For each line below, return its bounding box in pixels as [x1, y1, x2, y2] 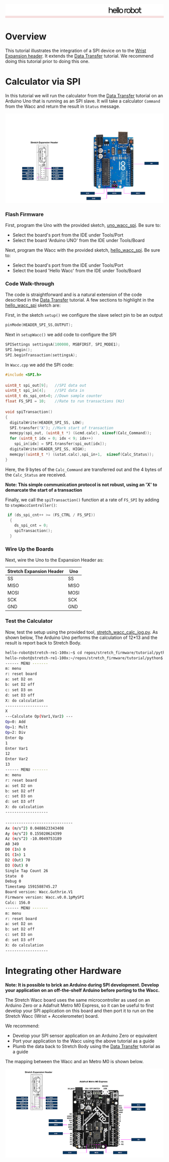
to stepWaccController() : [5, 502, 57, 508]
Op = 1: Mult [5, 725, 28, 730]
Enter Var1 [5, 746, 28, 751]
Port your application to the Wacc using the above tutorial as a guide [12, 1038, 155, 1044]
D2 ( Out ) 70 [5, 857, 30, 862]
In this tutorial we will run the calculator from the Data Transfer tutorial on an [5, 93, 163, 99]
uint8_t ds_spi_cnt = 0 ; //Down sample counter [5, 393, 102, 398]
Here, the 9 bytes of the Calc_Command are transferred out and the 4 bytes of [5, 466, 162, 473]
